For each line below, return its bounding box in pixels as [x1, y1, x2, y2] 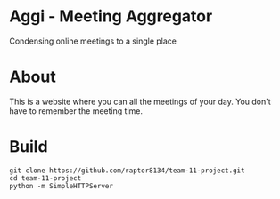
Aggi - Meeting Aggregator [9, 6, 213, 27]
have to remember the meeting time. [9, 105, 143, 116]
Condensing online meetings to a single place [9, 36, 177, 46]
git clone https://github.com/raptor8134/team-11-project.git [9, 166, 245, 175]
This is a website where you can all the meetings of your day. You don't [9, 96, 272, 107]
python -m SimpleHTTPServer [9, 181, 114, 190]
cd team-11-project [9, 173, 82, 183]
